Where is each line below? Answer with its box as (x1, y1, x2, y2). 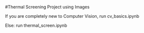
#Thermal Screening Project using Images (5, 4, 90, 10)
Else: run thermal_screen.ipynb (5, 22, 67, 28)
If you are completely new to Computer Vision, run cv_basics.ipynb (5, 13, 140, 19)
